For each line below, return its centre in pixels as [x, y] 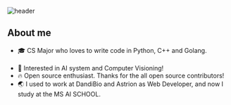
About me [29, 33]
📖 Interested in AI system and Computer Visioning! [90, 68]
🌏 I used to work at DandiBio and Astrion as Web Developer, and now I [120, 84]
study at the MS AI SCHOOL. [59, 94]
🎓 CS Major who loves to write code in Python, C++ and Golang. [112, 50]
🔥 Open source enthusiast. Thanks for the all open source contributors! [121, 75]
